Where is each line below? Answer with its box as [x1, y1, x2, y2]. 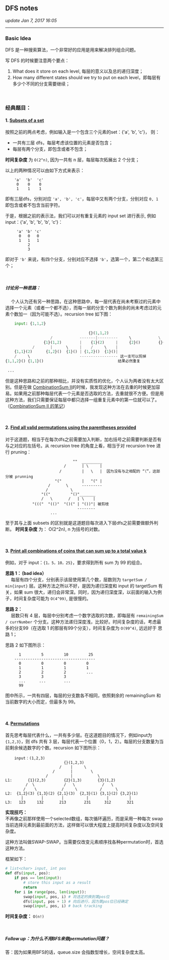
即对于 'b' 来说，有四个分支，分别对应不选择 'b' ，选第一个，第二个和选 [5, 257, 155, 263]
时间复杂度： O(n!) [5, 913, 44, 919]
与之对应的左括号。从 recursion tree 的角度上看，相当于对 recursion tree [5, 443, 155, 449]
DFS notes [5, 4, 38, 13]
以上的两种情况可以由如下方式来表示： [5, 167, 84, 173]
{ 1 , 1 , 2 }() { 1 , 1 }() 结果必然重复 [5, 359, 141, 364]
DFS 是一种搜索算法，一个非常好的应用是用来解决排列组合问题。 [5, 47, 139, 53]
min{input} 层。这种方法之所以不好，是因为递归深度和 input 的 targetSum [5, 583, 157, 589]
